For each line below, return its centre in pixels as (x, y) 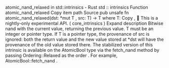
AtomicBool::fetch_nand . (31, 61)
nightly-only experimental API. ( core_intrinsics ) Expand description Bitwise (84, 23)
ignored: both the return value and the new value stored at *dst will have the (85, 39)
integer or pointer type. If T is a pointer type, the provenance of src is (77, 34)
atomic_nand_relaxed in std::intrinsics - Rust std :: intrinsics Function (77, 7)
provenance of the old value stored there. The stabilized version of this (79, 45)
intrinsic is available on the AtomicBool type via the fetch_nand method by (82, 50)
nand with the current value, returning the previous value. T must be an (79, 29)
